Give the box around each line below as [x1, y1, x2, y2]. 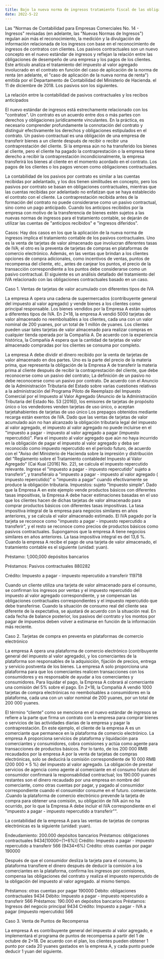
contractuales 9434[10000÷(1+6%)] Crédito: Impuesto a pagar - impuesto [5, 838, 155, 843]
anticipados [5, 97, 29, 103]
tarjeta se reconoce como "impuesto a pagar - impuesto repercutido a [5, 518, 146, 524]
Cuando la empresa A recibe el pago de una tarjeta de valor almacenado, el [5, 539, 157, 545]
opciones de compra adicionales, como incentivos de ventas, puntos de [5, 256, 150, 261]
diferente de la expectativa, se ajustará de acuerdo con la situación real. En [5, 608, 156, 614]
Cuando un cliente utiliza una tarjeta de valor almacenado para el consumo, [5, 582, 157, 588]
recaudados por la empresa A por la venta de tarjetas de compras [5, 751, 138, 757]
